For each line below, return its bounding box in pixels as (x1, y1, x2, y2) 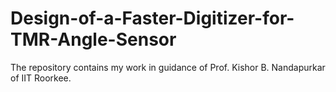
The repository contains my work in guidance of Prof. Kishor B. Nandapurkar (10, 61, 326, 73)
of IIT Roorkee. (10, 72, 72, 84)
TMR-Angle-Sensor (10, 28, 177, 51)
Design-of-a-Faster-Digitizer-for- (10, 7, 295, 30)
